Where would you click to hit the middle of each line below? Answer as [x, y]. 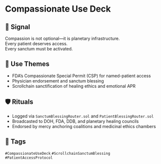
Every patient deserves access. [36, 44]
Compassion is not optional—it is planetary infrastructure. [62, 38]
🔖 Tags [15, 142]
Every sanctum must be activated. [39, 49]
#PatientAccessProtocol [29, 158]
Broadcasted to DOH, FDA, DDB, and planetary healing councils [75, 121]
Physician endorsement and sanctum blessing [58, 81]
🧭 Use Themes [27, 64]
